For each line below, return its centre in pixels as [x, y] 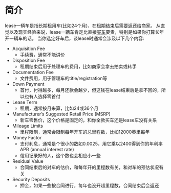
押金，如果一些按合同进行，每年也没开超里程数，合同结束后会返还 [89, 185]
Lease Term [25, 102]
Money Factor [27, 137]
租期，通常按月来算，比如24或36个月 [59, 108]
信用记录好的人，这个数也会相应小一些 [60, 155]
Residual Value [28, 161]
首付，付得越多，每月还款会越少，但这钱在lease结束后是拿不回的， [91, 90]
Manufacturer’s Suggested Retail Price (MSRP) [61, 114]
